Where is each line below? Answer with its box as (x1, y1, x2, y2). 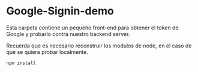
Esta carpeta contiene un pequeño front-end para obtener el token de (6, 24, 179, 31)
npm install (6, 60, 36, 66)
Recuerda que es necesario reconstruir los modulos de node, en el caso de (6, 42, 192, 49)
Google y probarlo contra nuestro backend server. (6, 30, 130, 37)
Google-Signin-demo (6, 4, 114, 18)
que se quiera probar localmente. (6, 48, 89, 55)
